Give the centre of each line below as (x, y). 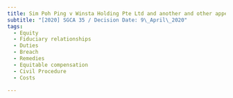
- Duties (26, 46)
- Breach (26, 52)
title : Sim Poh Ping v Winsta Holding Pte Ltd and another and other (110, 13)
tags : (15, 26)
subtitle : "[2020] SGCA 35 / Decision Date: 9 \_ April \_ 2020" (97, 20)
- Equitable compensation (51, 65)
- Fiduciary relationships (52, 39)
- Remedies (29, 59)
